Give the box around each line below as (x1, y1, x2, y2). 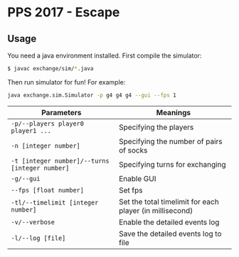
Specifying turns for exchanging (118, 159, 226, 169)
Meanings (156, 107, 191, 117)
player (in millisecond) (118, 205, 193, 215)
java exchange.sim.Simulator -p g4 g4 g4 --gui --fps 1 (7, 92, 176, 99)
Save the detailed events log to (118, 229, 222, 239)
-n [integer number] (11, 141, 80, 150)
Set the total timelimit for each (118, 197, 219, 207)
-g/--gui (11, 175, 41, 182)
